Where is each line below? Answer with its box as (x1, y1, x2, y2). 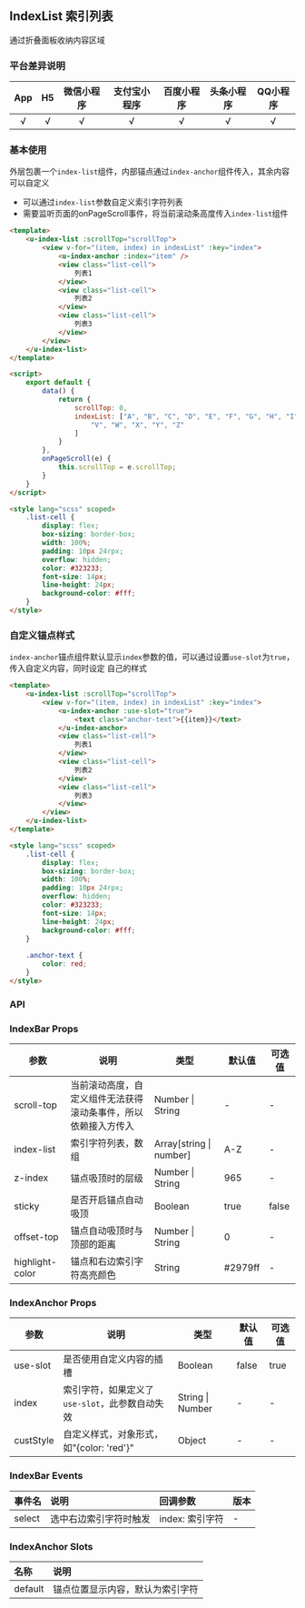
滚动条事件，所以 (70, 1106, 143, 1119)
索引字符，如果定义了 (63, 1383, 154, 1396)
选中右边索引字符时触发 (50, 1513, 152, 1525)
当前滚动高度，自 (70, 1079, 143, 1091)
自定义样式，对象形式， (63, 1428, 163, 1441)
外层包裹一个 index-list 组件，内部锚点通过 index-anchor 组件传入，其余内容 (9, 166, 290, 177)
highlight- (14, 1256, 57, 1269)
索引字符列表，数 (70, 1137, 143, 1150)
